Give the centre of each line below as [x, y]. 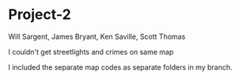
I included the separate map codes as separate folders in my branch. [120, 67]
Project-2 [40, 15]
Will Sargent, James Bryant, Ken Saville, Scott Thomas [97, 36]
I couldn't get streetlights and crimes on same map [91, 51]
